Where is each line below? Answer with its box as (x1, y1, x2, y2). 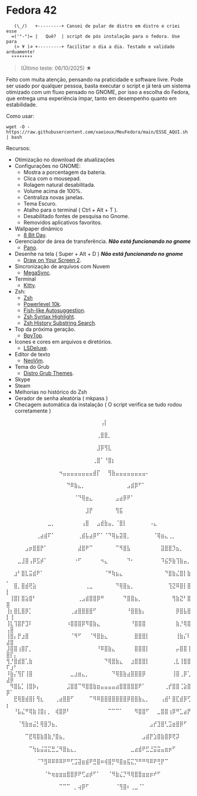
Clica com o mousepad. (23, 175, 81, 182)
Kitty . (23, 281, 36, 288)
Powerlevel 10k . (23, 300, 62, 307)
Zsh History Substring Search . (23, 319, 97, 326)
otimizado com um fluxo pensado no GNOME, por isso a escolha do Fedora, (6, 88, 190, 95)
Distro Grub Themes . (23, 369, 75, 376)
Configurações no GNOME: (14, 162, 81, 169)
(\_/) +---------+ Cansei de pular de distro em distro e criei (14, 23, 181, 29)
